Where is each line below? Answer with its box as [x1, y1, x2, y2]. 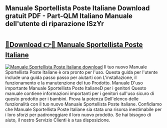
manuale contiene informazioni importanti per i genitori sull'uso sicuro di [5, 90, 154, 96]
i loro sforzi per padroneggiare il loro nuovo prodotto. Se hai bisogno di [5, 112, 151, 117]
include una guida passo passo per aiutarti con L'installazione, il [5, 74, 137, 80]
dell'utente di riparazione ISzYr [5, 19, 104, 28]
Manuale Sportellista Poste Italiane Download [5, 4, 150, 12]
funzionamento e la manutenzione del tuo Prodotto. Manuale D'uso [5, 80, 143, 85]
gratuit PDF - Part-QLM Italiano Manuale [5, 12, 133, 20]
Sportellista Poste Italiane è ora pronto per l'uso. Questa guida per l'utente [5, 69, 158, 75]
